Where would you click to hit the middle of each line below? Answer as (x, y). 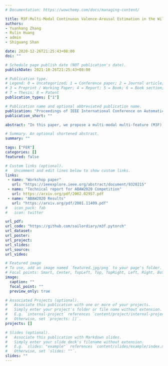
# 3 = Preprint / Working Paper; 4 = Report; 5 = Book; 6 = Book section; (85, 88)
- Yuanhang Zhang (23, 28)
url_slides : (17, 245)
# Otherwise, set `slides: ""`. (41, 351)
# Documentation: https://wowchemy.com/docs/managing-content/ (72, 10)
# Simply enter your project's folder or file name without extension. (84, 310)
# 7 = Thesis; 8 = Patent (32, 93)
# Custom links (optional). (34, 166)
